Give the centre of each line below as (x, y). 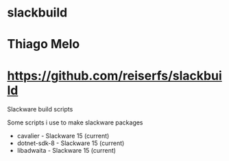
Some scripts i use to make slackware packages (75, 122)
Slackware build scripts (40, 109)
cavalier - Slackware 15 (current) (63, 136)
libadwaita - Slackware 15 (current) (67, 151)
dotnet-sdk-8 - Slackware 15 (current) (71, 143)
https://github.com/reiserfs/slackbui (114, 75)
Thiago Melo (44, 44)
